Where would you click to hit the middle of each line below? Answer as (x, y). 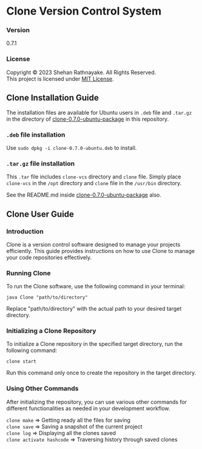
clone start (21, 362)
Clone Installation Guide (52, 98)
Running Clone (29, 273)
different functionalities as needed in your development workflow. (88, 408)
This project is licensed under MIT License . (60, 79)
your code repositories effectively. (49, 257)
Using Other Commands (42, 388)
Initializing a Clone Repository (51, 331)
